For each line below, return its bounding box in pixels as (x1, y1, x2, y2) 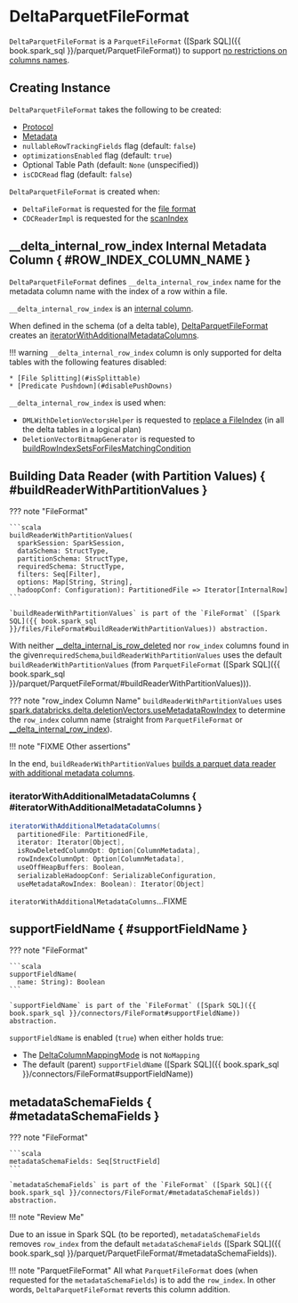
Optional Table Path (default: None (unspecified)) (21, 159, 199, 170)
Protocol (21, 121, 53, 132)
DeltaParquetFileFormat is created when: (9, 185, 160, 197)
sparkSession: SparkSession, (17, 539, 125, 548)
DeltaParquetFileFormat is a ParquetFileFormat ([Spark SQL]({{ (9, 36, 242, 46)
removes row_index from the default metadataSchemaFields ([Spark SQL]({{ (9, 1239, 282, 1250)
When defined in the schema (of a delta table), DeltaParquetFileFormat (9, 320, 269, 331)
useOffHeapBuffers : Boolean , (17, 863, 125, 873)
